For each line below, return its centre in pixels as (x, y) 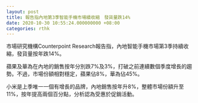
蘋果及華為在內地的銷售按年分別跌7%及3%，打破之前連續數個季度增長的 (97, 66)
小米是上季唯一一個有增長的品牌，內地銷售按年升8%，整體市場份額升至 (95, 87)
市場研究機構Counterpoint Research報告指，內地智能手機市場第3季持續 (95, 46)
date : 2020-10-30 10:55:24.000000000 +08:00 (63, 23)
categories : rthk (28, 28)
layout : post (23, 12)
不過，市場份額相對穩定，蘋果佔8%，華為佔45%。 (80, 74)
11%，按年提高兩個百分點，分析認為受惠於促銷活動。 (72, 94)
